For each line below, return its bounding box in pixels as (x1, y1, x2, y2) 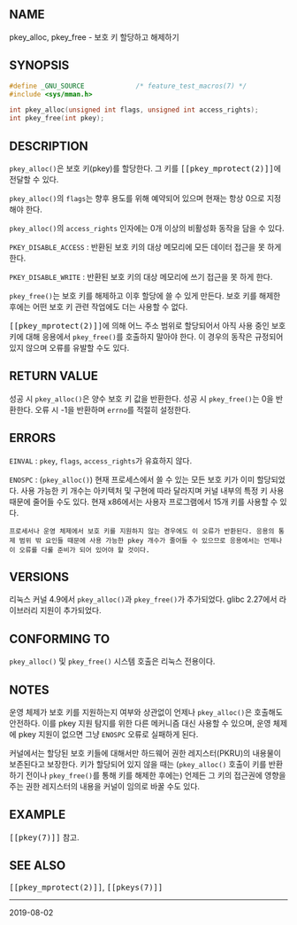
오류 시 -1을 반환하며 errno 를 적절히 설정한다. (34, 404, 192, 415)
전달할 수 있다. (9, 174, 59, 184)
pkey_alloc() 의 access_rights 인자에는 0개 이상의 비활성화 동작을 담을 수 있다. (9, 222, 285, 233)
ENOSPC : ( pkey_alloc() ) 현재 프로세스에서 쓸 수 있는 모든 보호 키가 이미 (9, 474, 255, 485)
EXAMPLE (9, 807, 66, 822)
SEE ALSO (9, 859, 66, 874)
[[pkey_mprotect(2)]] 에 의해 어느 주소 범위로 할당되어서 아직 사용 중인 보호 (9, 320, 286, 330)
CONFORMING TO (9, 631, 110, 646)
